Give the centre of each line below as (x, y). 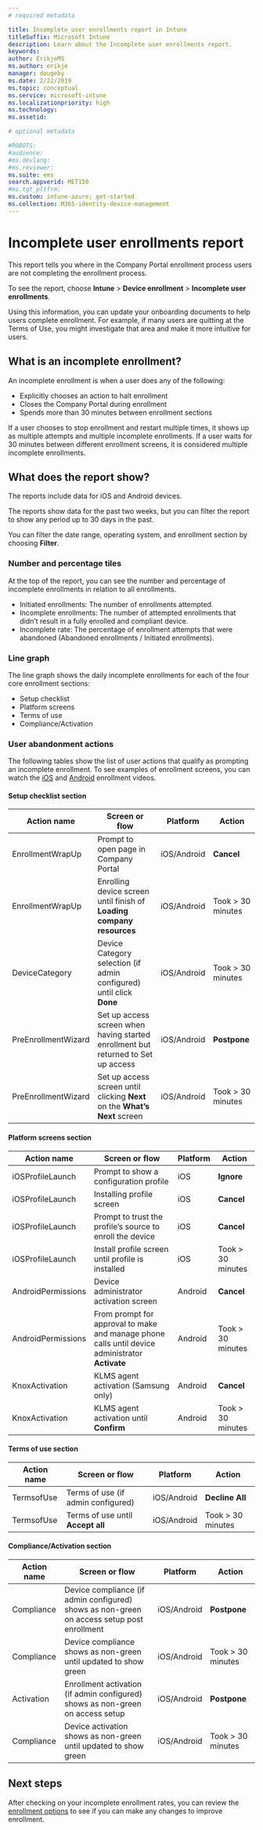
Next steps (35, 1784)
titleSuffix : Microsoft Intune (59, 37)
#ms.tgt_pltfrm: (34, 189)
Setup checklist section (47, 796)
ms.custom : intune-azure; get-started (71, 197)
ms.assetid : (27, 117)
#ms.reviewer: (31, 167)
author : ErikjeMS (36, 59)
